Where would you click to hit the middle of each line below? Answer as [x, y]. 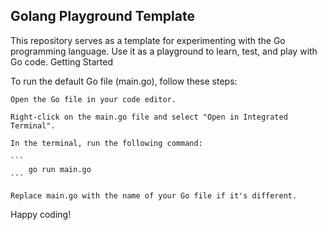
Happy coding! [41, 214]
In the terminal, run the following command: [106, 143]
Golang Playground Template [102, 16]
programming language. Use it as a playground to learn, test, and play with [164, 51]
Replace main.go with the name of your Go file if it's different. [154, 195]
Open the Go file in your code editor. [93, 99]
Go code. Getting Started [61, 61]
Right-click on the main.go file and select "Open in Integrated [149, 117]
